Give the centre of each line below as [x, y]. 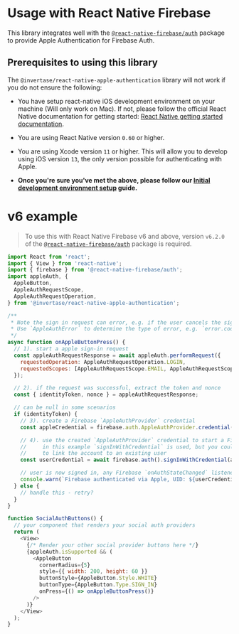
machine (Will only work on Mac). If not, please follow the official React [122, 109]
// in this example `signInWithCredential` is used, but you [119, 447]
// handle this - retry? [57, 493]
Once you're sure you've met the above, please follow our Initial [114, 180]
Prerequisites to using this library [83, 63]
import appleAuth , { [38, 276]
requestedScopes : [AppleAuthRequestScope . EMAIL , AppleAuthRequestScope [128, 369]
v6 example [43, 216]
